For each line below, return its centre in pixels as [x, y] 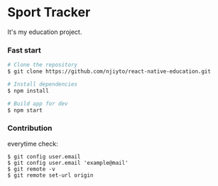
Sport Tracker [49, 12]
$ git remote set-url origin [50, 175]
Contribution [30, 128]
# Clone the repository [43, 65]
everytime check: [33, 144]
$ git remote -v [31, 169]
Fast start [24, 50]
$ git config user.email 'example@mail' [68, 163]
